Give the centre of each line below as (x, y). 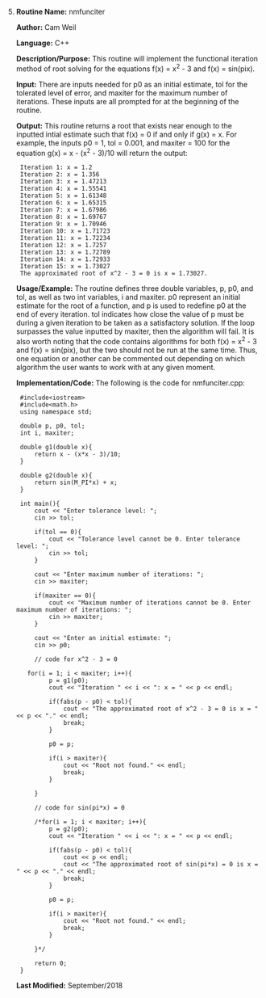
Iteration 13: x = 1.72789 (65, 253)
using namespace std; (56, 411)
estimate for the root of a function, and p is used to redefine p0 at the (131, 305)
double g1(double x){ (56, 447)
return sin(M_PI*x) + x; (76, 482)
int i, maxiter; (47, 433)
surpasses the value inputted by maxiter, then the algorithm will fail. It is (135, 331)
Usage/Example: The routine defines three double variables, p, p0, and (135, 288)
